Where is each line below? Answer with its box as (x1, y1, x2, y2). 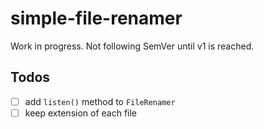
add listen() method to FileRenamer (24, 95, 176, 107)
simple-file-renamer (10, 7, 183, 30)
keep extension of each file (24, 107, 138, 119)
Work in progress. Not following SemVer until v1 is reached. (10, 40, 255, 52)
